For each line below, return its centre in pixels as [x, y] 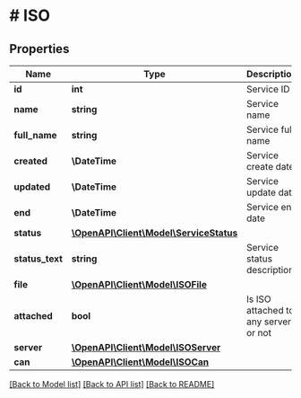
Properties [39, 49]
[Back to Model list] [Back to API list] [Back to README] [112, 384]
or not [258, 333]
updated [32, 187]
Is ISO [258, 299]
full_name [35, 135]
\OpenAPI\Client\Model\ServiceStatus [155, 233]
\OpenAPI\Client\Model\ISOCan [140, 362]
